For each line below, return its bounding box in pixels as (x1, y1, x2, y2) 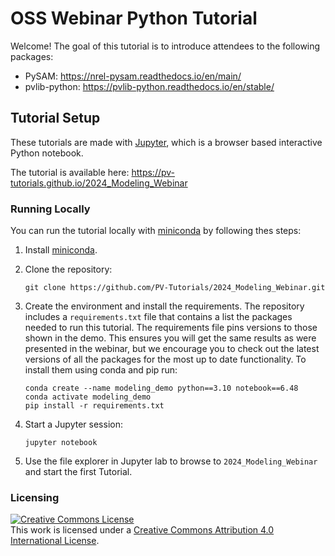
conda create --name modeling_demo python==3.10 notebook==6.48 (24, 383, 299, 394)
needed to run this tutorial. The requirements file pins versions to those (24, 322, 318, 334)
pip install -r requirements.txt (24, 401, 165, 411)
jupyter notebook (24, 438, 98, 448)
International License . (10, 535, 100, 547)
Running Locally (10, 202, 91, 216)
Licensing (10, 490, 60, 504)
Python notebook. (10, 147, 84, 159)
